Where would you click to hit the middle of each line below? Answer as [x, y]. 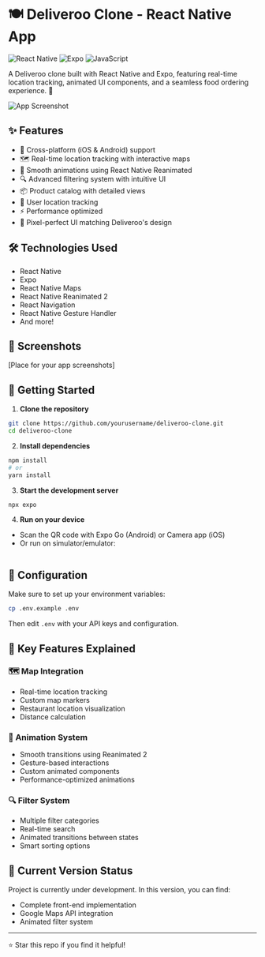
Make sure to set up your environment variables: [87, 594]
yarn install [30, 475]
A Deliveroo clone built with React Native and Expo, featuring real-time [123, 73]
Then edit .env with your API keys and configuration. [93, 624]
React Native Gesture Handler [68, 313]
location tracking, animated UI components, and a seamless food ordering [129, 82]
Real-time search [47, 829]
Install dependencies [55, 445]
